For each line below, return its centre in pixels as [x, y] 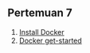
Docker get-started [51, 40]
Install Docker [41, 32]
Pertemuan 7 [40, 13]
